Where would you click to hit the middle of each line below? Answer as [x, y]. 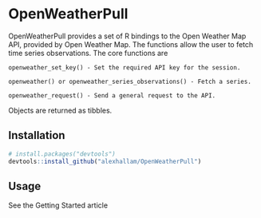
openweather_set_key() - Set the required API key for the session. [125, 67]
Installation [37, 135]
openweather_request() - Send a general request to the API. [112, 95]
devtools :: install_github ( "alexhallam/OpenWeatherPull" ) [105, 161]
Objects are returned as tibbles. [60, 110]
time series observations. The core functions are [88, 53]
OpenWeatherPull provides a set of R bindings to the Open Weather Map [127, 36]
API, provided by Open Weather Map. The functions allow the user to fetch [131, 44]
